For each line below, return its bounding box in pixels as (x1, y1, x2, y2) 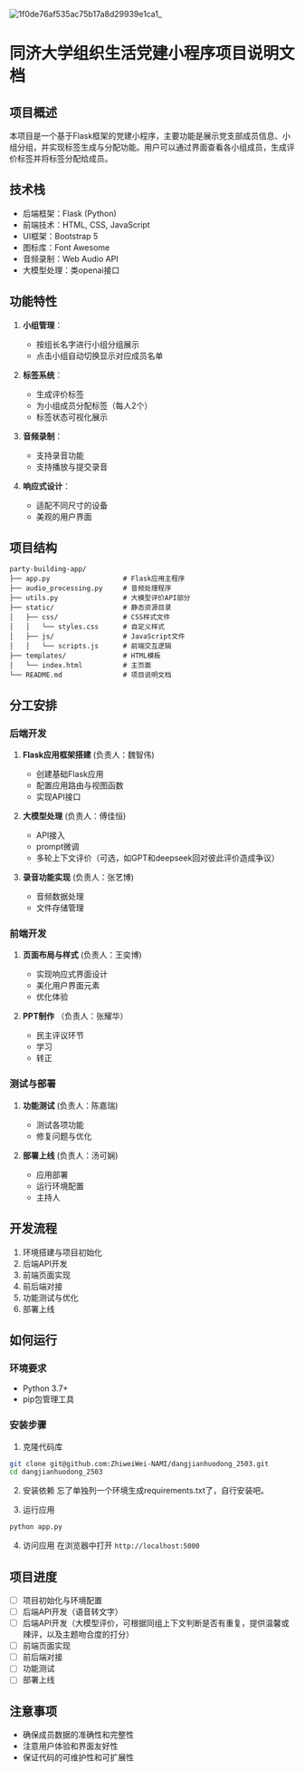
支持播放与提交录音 (35, 461, 109, 472)
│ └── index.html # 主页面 (9, 661, 152, 670)
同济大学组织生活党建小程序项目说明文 (9, 44, 296, 63)
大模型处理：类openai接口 (22, 264, 120, 276)
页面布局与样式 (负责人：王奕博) (22, 949, 142, 960)
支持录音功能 (35, 450, 84, 461)
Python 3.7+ (22, 1383, 69, 1394)
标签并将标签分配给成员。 (16, 153, 113, 163)
